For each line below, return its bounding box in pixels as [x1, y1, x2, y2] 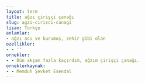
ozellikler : [6, 41, 35, 47]
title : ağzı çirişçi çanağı [6, 14, 75, 20]
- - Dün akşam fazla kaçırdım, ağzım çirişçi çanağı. [6, 57, 140, 63]
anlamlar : [6, 30, 30, 36]
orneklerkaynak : [6, 63, 46, 69]
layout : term [6, 8, 38, 15]
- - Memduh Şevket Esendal [6, 68, 72, 74]
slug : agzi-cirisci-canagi [6, 19, 72, 25]
